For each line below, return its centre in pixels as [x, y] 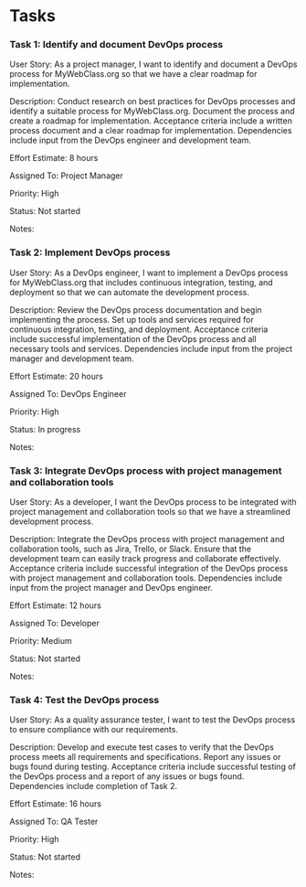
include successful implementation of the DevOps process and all [133, 338]
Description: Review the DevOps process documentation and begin [136, 310]
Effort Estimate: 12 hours [56, 605]
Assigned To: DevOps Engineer [68, 393]
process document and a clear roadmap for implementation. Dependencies [151, 131]
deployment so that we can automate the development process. [129, 292]
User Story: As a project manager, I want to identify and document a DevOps [153, 64]
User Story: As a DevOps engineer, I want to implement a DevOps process [149, 273]
